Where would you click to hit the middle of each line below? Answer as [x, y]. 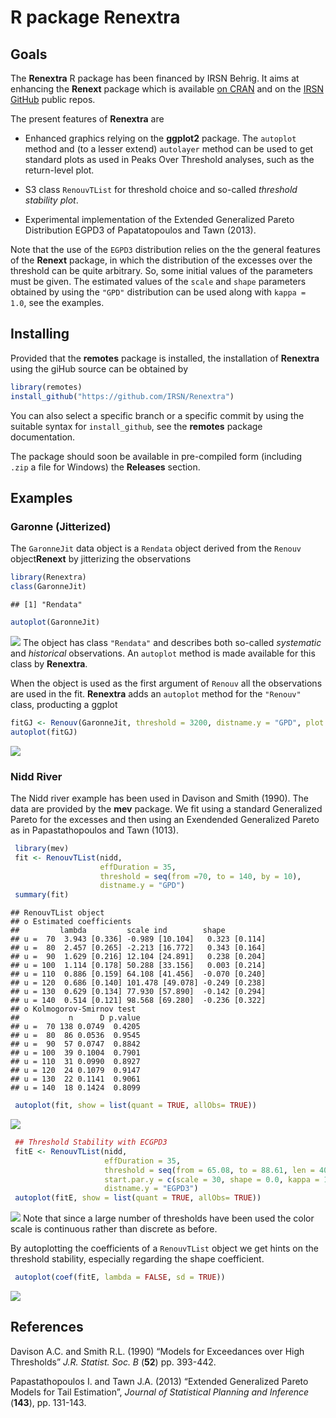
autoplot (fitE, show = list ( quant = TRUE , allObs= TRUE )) [138, 1198]
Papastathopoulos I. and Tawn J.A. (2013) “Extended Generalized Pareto [159, 1381]
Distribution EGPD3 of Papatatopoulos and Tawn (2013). [140, 230]
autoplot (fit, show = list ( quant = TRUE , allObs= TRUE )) [135, 1106]
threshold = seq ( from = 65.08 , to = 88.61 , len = [209, 1170]
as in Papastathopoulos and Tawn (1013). [94, 830]
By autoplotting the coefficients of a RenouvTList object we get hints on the [164, 1248]
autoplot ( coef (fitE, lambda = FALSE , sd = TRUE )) [120, 1277]
